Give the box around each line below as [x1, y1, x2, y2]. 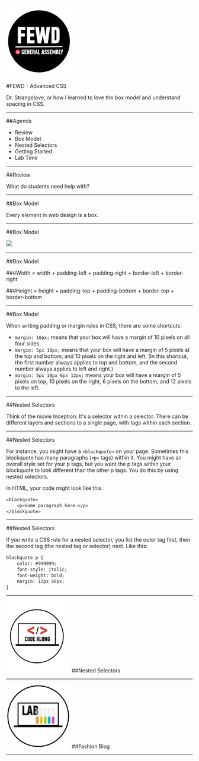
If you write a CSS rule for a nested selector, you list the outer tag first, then [6, 536, 191, 543]
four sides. [14, 340, 41, 347]
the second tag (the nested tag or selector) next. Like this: [6, 543, 148, 549]
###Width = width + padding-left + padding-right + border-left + [6, 269, 165, 276]
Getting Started [14, 148, 52, 155]
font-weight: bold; [17, 573, 65, 578]
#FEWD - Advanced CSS [6, 83, 67, 89]
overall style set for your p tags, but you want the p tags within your [6, 460, 171, 467]
